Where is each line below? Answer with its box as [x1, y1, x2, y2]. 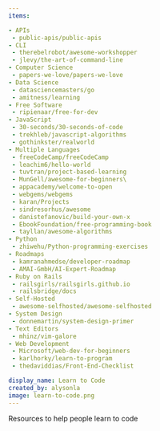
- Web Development [8, 340, 70, 348]
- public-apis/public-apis [11, 34, 102, 42]
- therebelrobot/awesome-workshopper [11, 49, 138, 57]
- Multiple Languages [8, 145, 81, 153]
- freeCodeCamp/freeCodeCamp [11, 153, 110, 161]
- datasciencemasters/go [11, 86, 94, 94]
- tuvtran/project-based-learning [11, 168, 127, 177]
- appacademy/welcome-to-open [11, 183, 113, 191]
